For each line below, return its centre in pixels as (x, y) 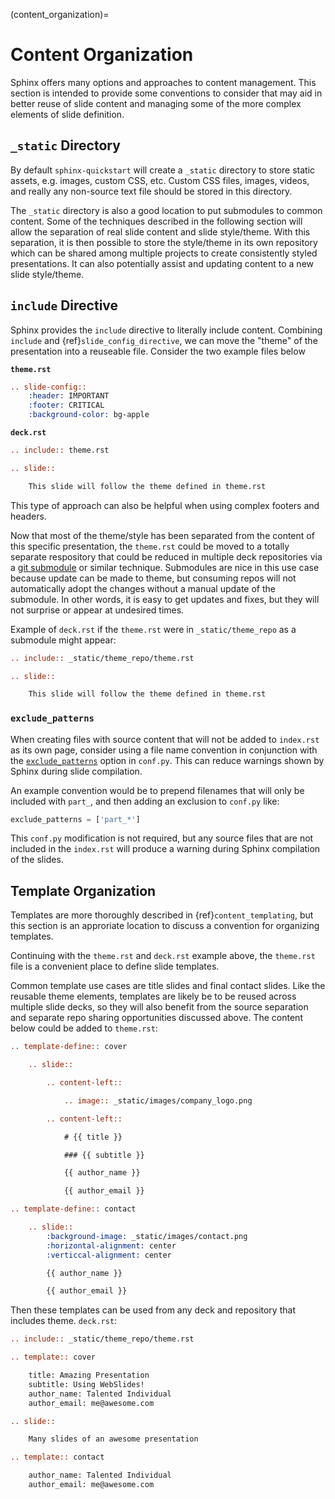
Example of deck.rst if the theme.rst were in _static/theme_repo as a (153, 629)
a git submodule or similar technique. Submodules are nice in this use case (165, 567)
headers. (28, 516)
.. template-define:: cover (69, 1047)
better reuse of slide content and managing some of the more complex (156, 103)
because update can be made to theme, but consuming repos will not (153, 578)
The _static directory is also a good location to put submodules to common (166, 210)
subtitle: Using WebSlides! (86, 1384)
